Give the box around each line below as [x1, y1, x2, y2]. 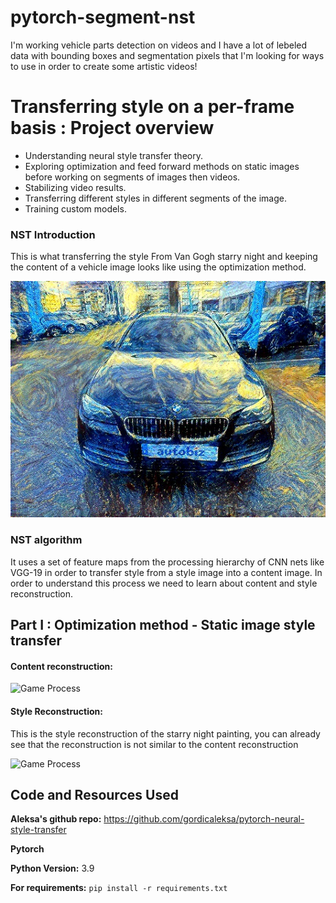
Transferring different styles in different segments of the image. [24, 192, 287, 204]
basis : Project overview [10, 117, 215, 140]
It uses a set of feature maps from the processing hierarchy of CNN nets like [10, 556, 325, 568]
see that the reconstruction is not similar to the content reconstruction [10, 738, 299, 750]
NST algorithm [10, 533, 83, 547]
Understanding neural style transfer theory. [24, 149, 203, 161]
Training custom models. [24, 202, 127, 215]
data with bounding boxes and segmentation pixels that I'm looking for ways [10, 49, 325, 61]
